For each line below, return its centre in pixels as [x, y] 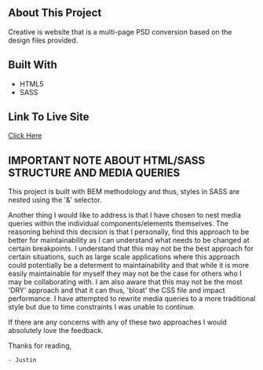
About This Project [55, 13]
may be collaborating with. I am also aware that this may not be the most [126, 282]
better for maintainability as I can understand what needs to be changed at [129, 240]
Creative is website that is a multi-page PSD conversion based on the [120, 31]
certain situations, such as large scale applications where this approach [124, 257]
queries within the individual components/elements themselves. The [119, 224]
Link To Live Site [49, 117]
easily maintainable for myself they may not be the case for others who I [125, 273]
